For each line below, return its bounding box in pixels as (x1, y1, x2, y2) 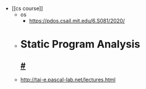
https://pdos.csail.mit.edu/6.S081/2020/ (29, 17, 126, 24)
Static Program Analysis (20, 38, 140, 51)
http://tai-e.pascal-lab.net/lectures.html (20, 76, 116, 83)
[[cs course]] (11, 5, 43, 12)
